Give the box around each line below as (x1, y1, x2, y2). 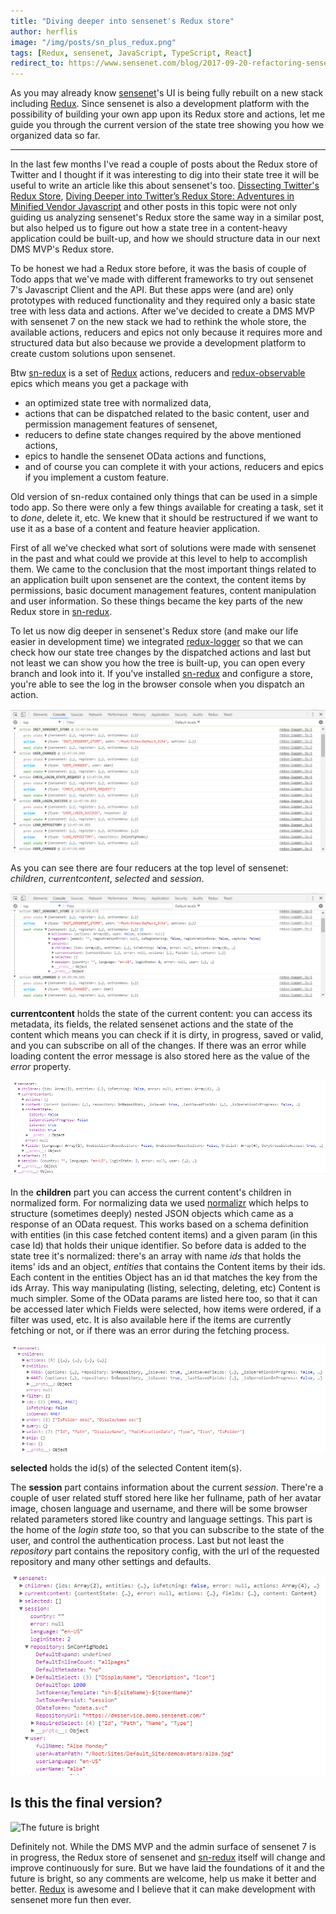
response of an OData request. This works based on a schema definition (10, 1218, 309, 1230)
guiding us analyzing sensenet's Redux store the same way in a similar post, (10, 211, 325, 224)
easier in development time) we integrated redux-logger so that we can (10, 636, 304, 648)
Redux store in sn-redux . (10, 606, 113, 618)
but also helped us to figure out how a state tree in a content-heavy (10, 222, 288, 234)
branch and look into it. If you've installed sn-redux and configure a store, (10, 668, 313, 680)
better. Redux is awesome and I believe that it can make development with (10, 1883, 316, 1895)
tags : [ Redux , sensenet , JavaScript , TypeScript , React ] (10, 48, 253, 58)
